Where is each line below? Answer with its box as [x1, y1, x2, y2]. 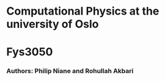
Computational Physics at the [6, 4, 159, 18]
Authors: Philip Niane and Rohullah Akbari [6, 67, 134, 76]
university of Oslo [6, 17, 99, 31]
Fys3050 [6, 45, 53, 59]
